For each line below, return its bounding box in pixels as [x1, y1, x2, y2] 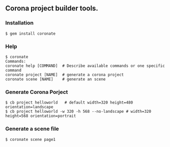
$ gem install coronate [5, 31, 56, 36]
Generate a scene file [5, 125, 60, 132]
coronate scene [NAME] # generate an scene [5, 77, 106, 82]
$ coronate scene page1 [5, 137, 56, 142]
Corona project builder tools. [5, 4, 98, 13]
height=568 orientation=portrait [5, 113, 76, 119]
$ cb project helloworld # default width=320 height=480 [5, 100, 133, 105]
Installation [5, 19, 34, 27]
